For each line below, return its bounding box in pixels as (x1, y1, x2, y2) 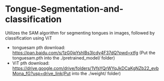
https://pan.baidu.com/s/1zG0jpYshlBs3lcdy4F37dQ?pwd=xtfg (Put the (12, 50, 156, 56)
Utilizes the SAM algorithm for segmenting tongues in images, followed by (5, 30, 155, 36)
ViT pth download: (12, 60, 50, 66)
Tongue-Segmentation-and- (5, 3, 124, 15)
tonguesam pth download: (12, 44, 65, 50)
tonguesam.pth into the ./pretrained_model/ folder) (12, 55, 115, 61)
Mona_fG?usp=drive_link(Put (12, 70, 71, 76)
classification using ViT (5, 35, 53, 41)
